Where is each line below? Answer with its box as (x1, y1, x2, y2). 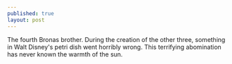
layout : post (7, 17, 45, 23)
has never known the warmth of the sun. (7, 50, 123, 58)
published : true (7, 10, 54, 17)
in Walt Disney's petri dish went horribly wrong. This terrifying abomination (7, 43, 222, 51)
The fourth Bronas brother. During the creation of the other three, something (7, 35, 226, 43)
